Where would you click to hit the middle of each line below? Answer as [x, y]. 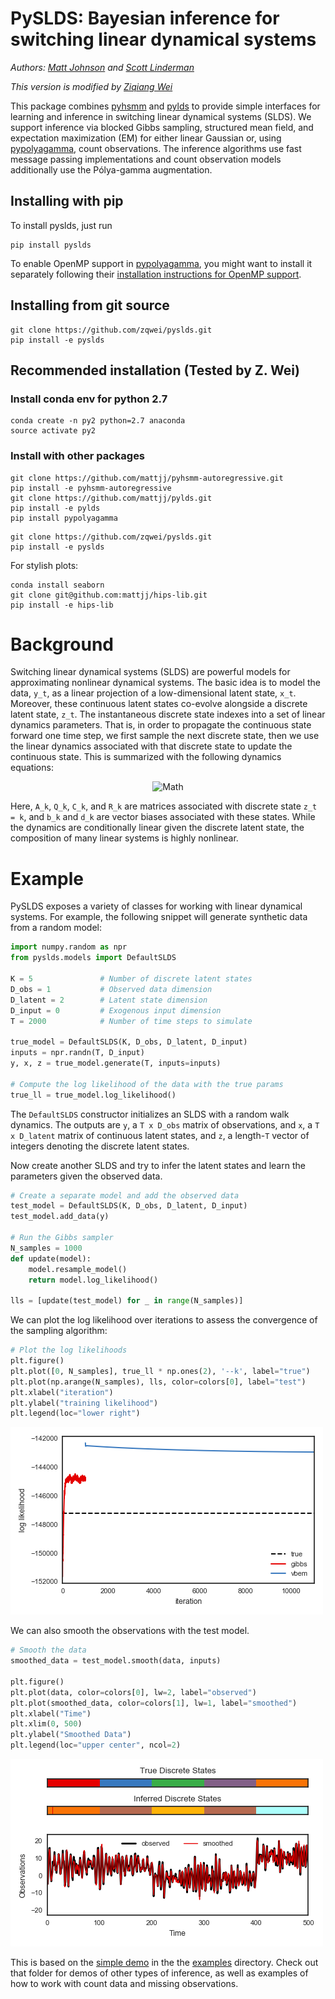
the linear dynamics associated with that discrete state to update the [151, 746]
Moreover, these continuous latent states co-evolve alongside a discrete [159, 704]
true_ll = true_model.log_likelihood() [93, 1095]
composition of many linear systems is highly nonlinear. [124, 838]
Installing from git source [90, 305]
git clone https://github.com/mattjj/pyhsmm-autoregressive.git [147, 478]
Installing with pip [67, 201]
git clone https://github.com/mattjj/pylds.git [111, 498]
